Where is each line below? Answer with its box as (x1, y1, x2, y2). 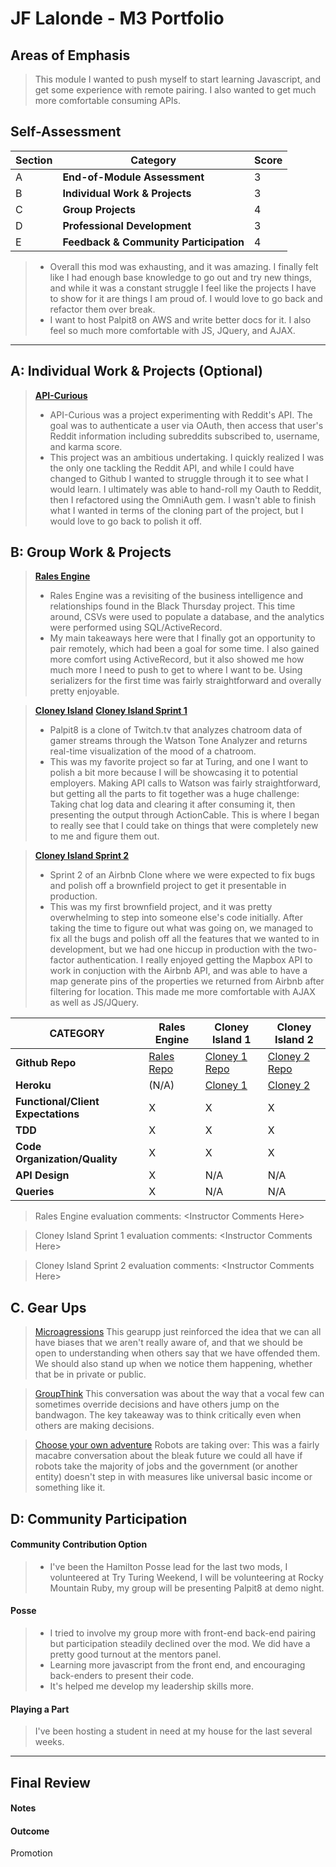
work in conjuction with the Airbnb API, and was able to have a (49, 965, 308, 977)
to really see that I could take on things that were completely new (49, 820, 319, 832)
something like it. (34, 1482, 106, 1494)
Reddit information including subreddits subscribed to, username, (49, 430, 320, 442)
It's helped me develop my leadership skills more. (49, 1680, 255, 1692)
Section (15, 153, 53, 167)
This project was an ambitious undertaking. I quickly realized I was (49, 451, 325, 463)
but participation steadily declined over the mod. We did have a (49, 1638, 311, 1650)
